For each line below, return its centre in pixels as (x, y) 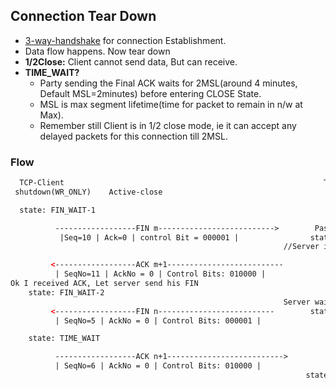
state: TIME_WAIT (64, 339)
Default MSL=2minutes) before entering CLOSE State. (150, 93)
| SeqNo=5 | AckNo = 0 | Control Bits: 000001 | (158, 320)
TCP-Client (42, 183)
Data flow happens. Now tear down (97, 51)
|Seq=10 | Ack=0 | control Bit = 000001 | (149, 237)
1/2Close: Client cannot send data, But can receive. (131, 61)
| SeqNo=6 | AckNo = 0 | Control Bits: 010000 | (158, 366)
